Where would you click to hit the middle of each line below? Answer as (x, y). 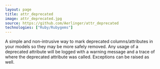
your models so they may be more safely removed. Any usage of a (72, 47)
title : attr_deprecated (29, 14)
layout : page (18, 9)
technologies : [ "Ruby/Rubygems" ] (39, 28)
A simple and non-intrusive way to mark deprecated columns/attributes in (79, 41)
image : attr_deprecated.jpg (34, 18)
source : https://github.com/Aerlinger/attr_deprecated (62, 23)
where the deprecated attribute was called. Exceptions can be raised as (77, 57)
